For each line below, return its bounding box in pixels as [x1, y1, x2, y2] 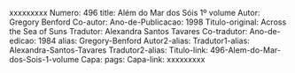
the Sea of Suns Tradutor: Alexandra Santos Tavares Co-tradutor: [9, 26, 248, 36]
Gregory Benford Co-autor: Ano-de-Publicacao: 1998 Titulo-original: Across [9, 17, 287, 27]
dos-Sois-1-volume [9, 55, 80, 64]
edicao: [9, 35, 37, 46]
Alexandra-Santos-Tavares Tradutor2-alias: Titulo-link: [9, 45, 208, 55]
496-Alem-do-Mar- [209, 45, 282, 55]
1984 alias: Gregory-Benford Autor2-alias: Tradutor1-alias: [38, 35, 250, 46]
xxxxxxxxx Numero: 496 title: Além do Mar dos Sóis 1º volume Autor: [9, 8, 260, 18]
